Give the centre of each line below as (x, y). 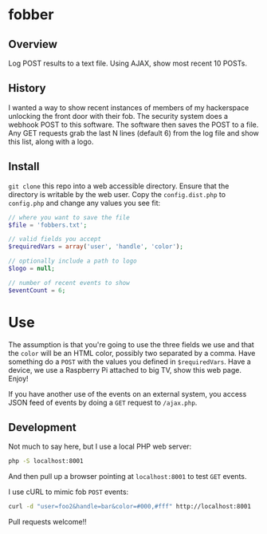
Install (24, 166)
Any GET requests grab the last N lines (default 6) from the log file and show (133, 133)
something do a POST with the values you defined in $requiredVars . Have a (130, 362)
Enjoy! (19, 378)
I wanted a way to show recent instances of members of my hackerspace (129, 107)
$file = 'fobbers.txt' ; (48, 225)
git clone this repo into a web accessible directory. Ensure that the (119, 186)
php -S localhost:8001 (46, 461)
